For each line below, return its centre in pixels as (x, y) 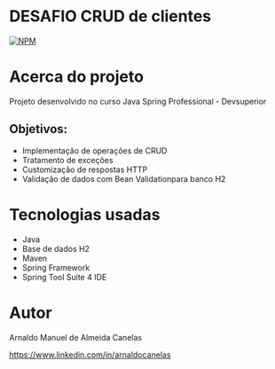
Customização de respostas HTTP (85, 169)
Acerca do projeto (77, 77)
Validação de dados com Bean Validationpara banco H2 (124, 178)
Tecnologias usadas (85, 214)
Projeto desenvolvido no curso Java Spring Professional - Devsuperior (138, 101)
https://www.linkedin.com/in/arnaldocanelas (90, 354)
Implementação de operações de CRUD (94, 150)
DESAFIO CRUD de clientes (110, 16)
